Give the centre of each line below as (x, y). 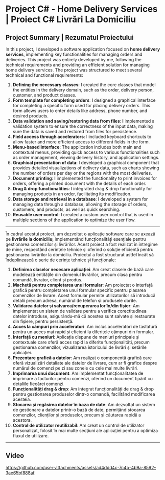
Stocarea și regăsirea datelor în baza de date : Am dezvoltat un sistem (84, 404)
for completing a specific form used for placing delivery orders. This (82, 105)
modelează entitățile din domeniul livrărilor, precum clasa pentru (77, 274)
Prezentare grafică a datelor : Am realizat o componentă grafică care (82, 358)
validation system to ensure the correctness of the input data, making (83, 126)
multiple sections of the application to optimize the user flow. (74, 220)
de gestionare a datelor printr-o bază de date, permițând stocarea (79, 410)
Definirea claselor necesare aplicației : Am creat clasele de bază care (83, 269)
